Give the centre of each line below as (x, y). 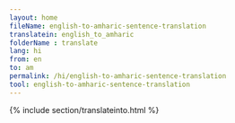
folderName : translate (54, 43)
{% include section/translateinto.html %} (84, 110)
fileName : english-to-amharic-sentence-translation (108, 26)
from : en (26, 59)
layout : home (34, 18)
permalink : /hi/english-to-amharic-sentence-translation (118, 76)
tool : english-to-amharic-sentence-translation (100, 84)
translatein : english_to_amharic (72, 34)
